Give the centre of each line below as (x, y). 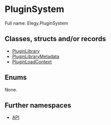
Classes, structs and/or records (55, 39)
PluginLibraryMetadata (36, 56)
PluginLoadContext (32, 62)
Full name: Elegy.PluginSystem (36, 23)
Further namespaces (38, 105)
